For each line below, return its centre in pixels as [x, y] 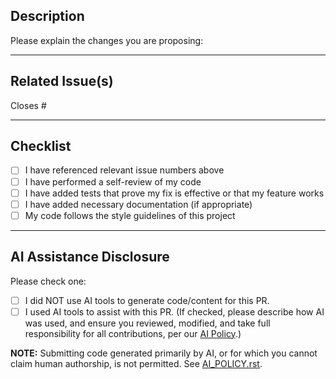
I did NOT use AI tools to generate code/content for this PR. [147, 300]
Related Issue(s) [62, 81]
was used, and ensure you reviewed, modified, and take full [147, 323]
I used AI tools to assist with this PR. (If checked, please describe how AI [174, 311]
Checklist [41, 146]
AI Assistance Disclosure [90, 257]
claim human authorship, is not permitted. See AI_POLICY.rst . [136, 363]
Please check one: [48, 281]
